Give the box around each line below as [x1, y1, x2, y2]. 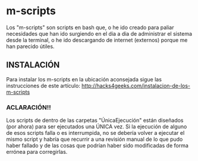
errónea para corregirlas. [6, 149, 68, 156]
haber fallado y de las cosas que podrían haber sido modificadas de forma [6, 142, 189, 149]
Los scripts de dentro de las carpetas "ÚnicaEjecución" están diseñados [6, 117, 184, 124]
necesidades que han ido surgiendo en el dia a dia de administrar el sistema [6, 30, 192, 37]
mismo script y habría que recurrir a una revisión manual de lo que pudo [6, 135, 183, 143]
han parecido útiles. [6, 43, 55, 50]
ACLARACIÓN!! [6, 103, 52, 111]
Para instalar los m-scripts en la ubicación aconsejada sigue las [6, 75, 162, 83]
